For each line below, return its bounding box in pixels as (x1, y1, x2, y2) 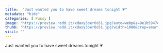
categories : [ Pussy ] (5, 16, 51, 21)
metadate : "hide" (5, 12, 40, 16)
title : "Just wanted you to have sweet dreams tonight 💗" (5, 7, 128, 12)
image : (5, 20, 18, 26)
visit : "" (5, 29, 25, 34)
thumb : (5, 25, 18, 30)
